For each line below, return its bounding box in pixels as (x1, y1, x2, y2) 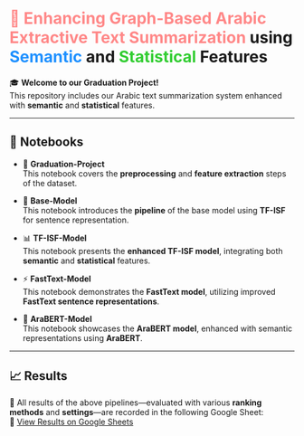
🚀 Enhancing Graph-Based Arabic (9, 8, 267, 29)
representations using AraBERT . (22, 332, 143, 343)
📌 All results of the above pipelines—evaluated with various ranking (9, 397, 262, 408)
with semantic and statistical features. (9, 100, 156, 110)
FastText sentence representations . (22, 296, 160, 307)
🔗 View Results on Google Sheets (9, 416, 134, 427)
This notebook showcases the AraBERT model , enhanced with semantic (22, 323, 293, 334)
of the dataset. (22, 177, 78, 188)
